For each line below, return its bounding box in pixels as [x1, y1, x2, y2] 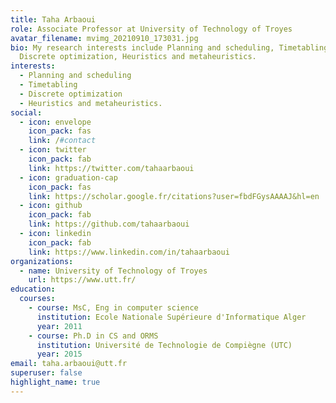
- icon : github [19, 201, 83, 211]
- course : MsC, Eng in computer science [28, 303, 199, 313]
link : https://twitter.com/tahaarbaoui [28, 163, 195, 173]
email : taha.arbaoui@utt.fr [10, 359, 128, 369]
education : [10, 284, 56, 295]
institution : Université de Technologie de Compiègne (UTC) [36, 340, 293, 350]
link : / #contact [28, 136, 97, 146]
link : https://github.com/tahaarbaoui [28, 219, 190, 230]
